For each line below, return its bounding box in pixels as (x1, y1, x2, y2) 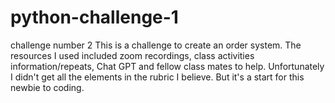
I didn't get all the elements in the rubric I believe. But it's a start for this (10, 71, 305, 83)
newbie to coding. (10, 81, 85, 93)
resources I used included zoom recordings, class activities (10, 49, 255, 61)
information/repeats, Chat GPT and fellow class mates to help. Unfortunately (10, 60, 325, 72)
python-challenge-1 (10, 6, 179, 29)
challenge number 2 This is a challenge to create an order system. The (10, 39, 302, 51)
